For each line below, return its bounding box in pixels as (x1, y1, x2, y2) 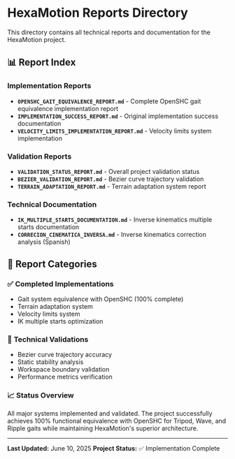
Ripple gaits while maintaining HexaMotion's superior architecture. (7, 424, 199, 432)
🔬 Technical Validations (7, 334, 89, 344)
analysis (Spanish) (17, 238, 71, 246)
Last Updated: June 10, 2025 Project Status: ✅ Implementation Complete (7, 444, 220, 452)
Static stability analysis (17, 358, 84, 366)
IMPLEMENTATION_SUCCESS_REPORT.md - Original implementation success (17, 112, 219, 120)
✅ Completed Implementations (7, 279, 114, 289)
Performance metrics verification (17, 372, 113, 381)
